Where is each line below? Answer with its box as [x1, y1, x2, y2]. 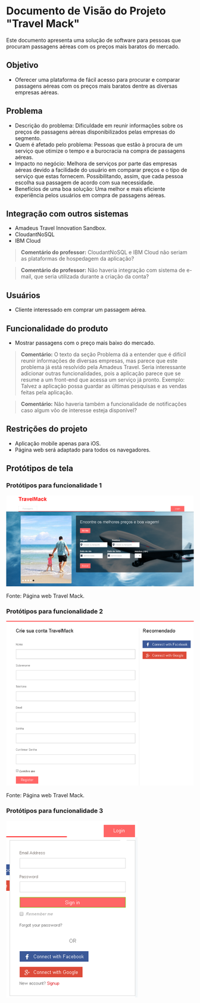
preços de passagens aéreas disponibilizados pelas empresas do [14, 128, 176, 135]
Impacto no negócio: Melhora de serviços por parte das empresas [14, 160, 177, 167]
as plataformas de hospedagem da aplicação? [20, 255, 135, 262]
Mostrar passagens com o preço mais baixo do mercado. [14, 339, 155, 346]
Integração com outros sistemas [6, 209, 129, 219]
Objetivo [6, 60, 39, 70]
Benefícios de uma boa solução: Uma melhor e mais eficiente [14, 185, 165, 192]
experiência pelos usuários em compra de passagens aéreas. [14, 191, 166, 199]
